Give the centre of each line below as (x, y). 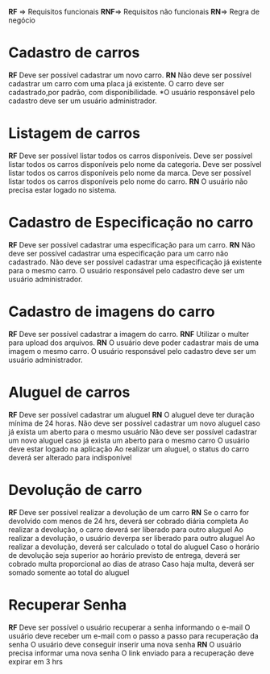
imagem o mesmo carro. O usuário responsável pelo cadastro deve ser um (132, 351)
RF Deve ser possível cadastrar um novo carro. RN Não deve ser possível (130, 75)
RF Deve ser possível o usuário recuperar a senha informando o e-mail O (129, 627)
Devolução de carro (75, 490)
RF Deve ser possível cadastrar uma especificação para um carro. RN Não (132, 244)
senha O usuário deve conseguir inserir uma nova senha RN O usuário (125, 644)
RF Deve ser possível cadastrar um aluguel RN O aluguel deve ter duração (131, 414)
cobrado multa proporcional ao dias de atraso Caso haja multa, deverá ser (132, 564)
